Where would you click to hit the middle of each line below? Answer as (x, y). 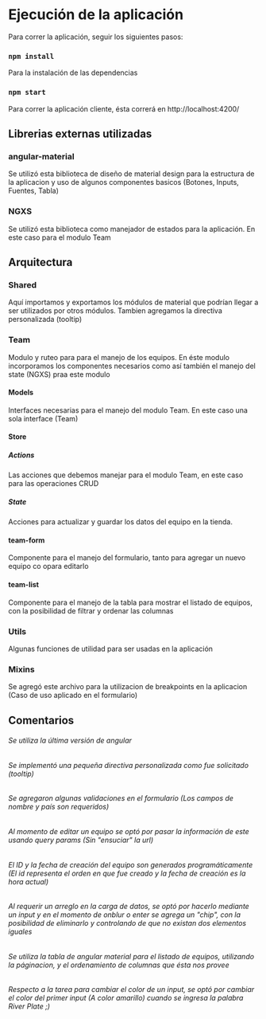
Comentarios (41, 720)
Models (21, 393)
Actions (21, 455)
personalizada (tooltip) (45, 319)
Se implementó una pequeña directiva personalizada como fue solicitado (128, 765)
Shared (23, 284)
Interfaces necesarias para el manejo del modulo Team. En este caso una (128, 410)
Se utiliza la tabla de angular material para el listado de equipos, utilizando (131, 956)
